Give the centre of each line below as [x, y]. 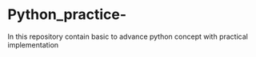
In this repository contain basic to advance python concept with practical [128, 36]
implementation [33, 44]
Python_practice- [67, 15]
